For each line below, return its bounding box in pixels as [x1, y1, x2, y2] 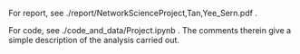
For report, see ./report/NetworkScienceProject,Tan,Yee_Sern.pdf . [8, 8, 257, 18]
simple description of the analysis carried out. [8, 35, 180, 45]
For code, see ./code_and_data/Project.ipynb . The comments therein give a [8, 25, 292, 35]
